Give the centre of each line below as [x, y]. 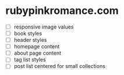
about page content [38, 53]
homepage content [37, 47]
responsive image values [44, 27]
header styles [30, 40]
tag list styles [30, 60]
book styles [28, 33]
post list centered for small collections [60, 66]
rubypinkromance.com [62, 11]
